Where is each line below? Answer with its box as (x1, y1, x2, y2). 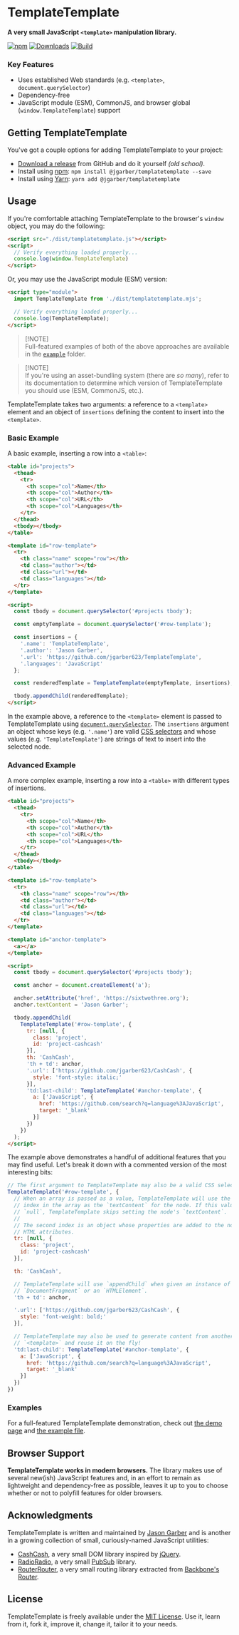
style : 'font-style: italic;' (33, 1074, 122, 1081)
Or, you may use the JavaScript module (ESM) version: (7, 275, 168, 284)
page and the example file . (7, 1427, 85, 1435)
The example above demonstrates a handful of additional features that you (7, 1153, 226, 1162)
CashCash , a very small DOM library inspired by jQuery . (17, 1549, 181, 1558)
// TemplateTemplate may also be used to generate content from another (14, 1333, 234, 1341)
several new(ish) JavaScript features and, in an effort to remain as (7, 1474, 201, 1482)
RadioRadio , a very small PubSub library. (17, 1557, 137, 1566)
